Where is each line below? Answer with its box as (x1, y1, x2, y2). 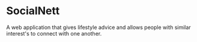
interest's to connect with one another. (6, 30, 102, 37)
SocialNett (6, 4, 60, 18)
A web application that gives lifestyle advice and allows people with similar (6, 24, 191, 31)
